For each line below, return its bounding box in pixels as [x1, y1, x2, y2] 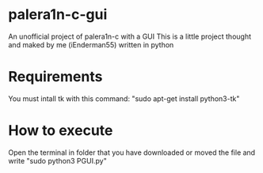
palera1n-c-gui [8, 6, 108, 24]
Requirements [8, 68, 103, 86]
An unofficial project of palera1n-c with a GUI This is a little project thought [8, 32, 252, 41]
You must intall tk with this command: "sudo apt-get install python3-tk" [8, 93, 240, 103]
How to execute [8, 122, 113, 140]
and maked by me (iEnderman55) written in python [8, 39, 174, 49]
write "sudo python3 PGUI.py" [8, 156, 107, 165]
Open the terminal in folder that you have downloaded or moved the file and [8, 148, 256, 157]
